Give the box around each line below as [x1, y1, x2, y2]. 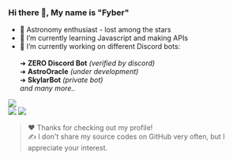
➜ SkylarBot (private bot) [19, 75, 103, 85]
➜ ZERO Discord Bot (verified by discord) [19, 58, 156, 68]
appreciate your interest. [27, 143, 108, 153]
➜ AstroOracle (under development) [19, 67, 139, 76]
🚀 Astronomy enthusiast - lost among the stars [19, 25, 171, 35]
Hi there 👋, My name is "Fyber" [8, 7, 130, 18]
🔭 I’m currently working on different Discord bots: [19, 42, 181, 51]
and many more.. [19, 84, 76, 93]
